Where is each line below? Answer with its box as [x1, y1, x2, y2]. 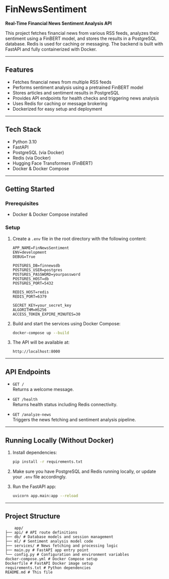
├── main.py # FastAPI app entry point [5, 547, 89, 553]
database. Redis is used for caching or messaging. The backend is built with [5, 40, 163, 46]
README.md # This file [5, 569, 53, 574]
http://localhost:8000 [12, 349, 60, 354]
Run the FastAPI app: [12, 484, 56, 490]
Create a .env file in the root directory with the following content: [12, 235, 147, 242]
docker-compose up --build [12, 330, 69, 335]
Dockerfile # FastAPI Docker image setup [5, 561, 94, 566]
